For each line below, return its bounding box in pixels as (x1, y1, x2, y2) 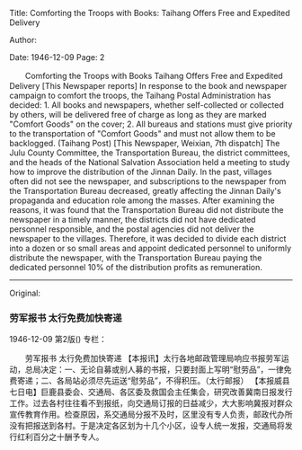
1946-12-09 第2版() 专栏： (9, 334, 108, 345)
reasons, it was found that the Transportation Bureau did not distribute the (9, 205, 284, 215)
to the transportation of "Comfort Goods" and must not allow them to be (9, 128, 276, 138)
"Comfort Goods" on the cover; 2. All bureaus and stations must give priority (9, 119, 293, 129)
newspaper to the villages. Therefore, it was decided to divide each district (9, 234, 287, 243)
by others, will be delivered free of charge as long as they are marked (9, 110, 267, 119)
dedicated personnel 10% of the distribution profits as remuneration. (9, 262, 262, 272)
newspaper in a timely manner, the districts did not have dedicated (9, 215, 256, 225)
